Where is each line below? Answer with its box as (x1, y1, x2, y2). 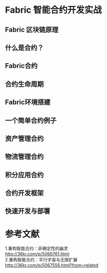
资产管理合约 (5, 134, 44, 142)
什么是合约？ (5, 44, 44, 52)
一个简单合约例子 (5, 116, 57, 125)
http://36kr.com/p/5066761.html (5, 251, 70, 257)
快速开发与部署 (5, 207, 50, 215)
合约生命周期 (5, 80, 44, 88)
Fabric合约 (5, 62, 38, 70)
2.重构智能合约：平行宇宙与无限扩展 (5, 257, 78, 263)
